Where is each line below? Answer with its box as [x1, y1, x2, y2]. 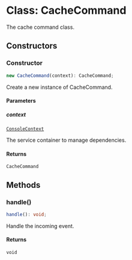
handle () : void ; [6, 211, 47, 217]
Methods [6, 180, 41, 190]
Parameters [6, 97, 36, 104]
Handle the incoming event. [6, 222, 74, 229]
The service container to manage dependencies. [6, 136, 127, 144]
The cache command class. [6, 23, 75, 31]
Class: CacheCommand [6, 4, 127, 17]
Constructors [6, 41, 58, 51]
